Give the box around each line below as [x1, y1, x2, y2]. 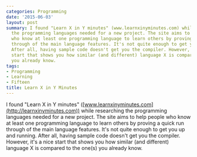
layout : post [6, 19, 38, 25]
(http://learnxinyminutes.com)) [6, 107, 80, 114]
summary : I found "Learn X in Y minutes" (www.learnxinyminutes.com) [6, 25, 180, 31]
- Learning [6, 74, 33, 80]
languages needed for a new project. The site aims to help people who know [6, 113, 191, 120]
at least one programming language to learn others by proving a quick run [6, 120, 185, 127]
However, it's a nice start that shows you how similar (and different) [6, 138, 169, 145]
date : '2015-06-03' [6, 14, 54, 20]
